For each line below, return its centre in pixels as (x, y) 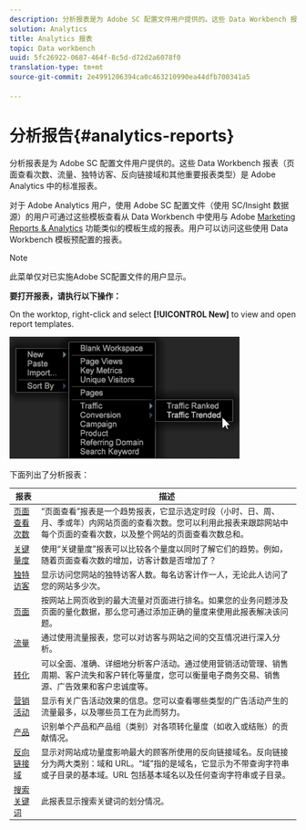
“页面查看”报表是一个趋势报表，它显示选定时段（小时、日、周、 (160, 511)
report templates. (42, 323)
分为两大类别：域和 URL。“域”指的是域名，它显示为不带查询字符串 (165, 763)
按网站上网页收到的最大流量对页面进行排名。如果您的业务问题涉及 (164, 600)
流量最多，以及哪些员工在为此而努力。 (112, 711)
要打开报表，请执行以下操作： (65, 296)
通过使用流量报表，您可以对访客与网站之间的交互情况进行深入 (157, 637)
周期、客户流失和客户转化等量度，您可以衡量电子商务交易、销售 (160, 675)
